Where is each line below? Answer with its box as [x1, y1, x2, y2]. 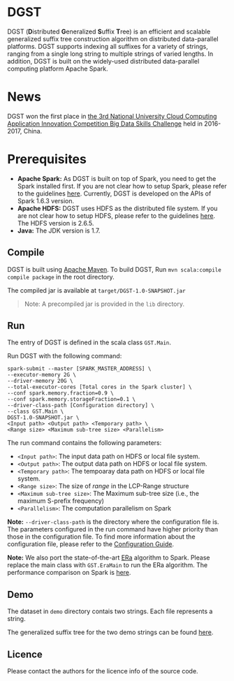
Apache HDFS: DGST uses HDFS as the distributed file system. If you [17, 204, 218, 212]
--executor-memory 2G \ [7, 372, 77, 379]
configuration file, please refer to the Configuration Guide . [7, 540, 175, 548]
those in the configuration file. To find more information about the [7, 532, 196, 541]
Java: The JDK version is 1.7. [17, 226, 101, 235]
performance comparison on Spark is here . [7, 569, 131, 577]
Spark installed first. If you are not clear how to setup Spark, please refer [17, 182, 227, 190]
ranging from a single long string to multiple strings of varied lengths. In [7, 50, 214, 58]
